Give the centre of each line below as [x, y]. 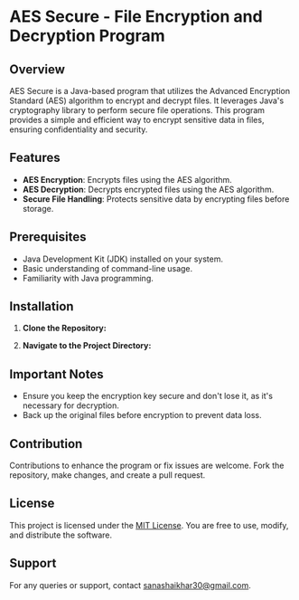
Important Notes [56, 374]
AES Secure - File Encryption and [136, 17]
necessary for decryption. [71, 405]
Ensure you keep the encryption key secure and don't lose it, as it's [148, 396]
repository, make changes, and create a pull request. [107, 475]
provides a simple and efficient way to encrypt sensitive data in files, [137, 120]
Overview [37, 69]
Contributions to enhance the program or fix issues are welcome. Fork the [147, 466]
